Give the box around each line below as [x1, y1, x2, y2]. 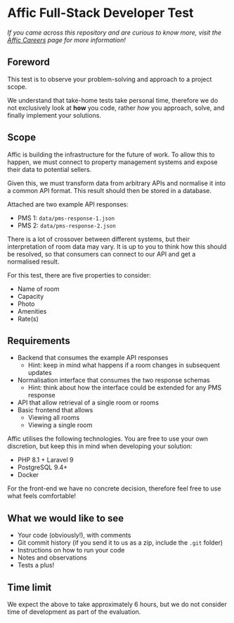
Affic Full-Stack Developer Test [7, 5, 194, 21]
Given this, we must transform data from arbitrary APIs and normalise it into [7, 178, 226, 187]
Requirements [7, 335, 70, 347]
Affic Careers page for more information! [7, 35, 126, 44]
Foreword [7, 56, 51, 68]
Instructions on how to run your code [17, 546, 125, 555]
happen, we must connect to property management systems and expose [7, 157, 218, 166]
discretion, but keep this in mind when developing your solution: [7, 442, 193, 450]
